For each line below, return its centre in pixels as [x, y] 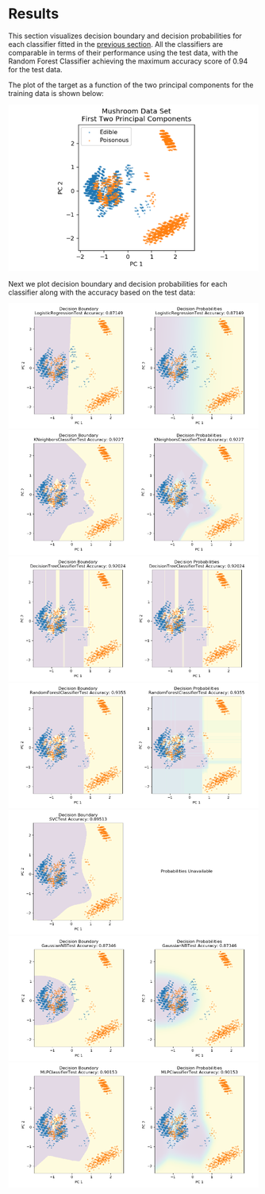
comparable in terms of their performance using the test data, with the [123, 52]
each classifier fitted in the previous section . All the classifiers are [116, 44]
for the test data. [35, 69]
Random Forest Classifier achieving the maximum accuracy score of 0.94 [128, 61]
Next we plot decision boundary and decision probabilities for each [118, 283]
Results [34, 14]
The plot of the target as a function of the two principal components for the [131, 85]
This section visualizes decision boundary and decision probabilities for [125, 36]
